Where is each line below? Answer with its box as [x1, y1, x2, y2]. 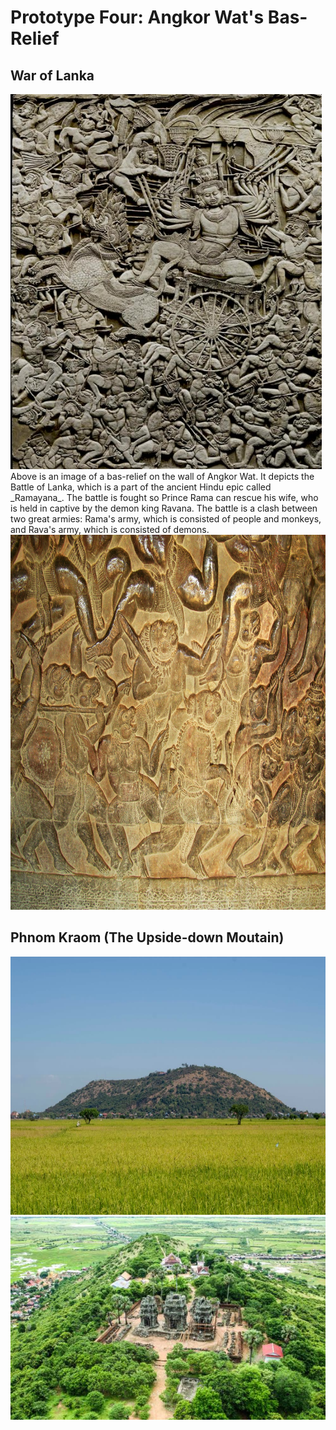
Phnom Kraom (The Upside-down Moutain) [10, 929, 285, 946]
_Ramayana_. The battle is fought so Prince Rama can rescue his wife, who [10, 492, 319, 503]
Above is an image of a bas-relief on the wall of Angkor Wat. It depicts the [10, 471, 315, 482]
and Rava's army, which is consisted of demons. [10, 524, 210, 535]
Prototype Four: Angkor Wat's [10, 6, 265, 29]
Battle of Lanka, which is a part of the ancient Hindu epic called [10, 481, 272, 493]
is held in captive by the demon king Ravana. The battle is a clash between [10, 502, 318, 514]
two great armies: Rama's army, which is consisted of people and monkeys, [10, 513, 322, 525]
